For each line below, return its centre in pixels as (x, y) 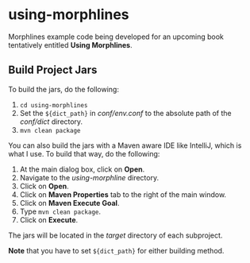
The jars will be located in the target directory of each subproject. (115, 235)
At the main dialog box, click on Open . (82, 169)
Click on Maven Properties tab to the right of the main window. (123, 194)
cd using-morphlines (54, 105)
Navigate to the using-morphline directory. (89, 177)
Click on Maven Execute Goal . (69, 203)
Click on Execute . (49, 219)
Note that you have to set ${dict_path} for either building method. (116, 250)
